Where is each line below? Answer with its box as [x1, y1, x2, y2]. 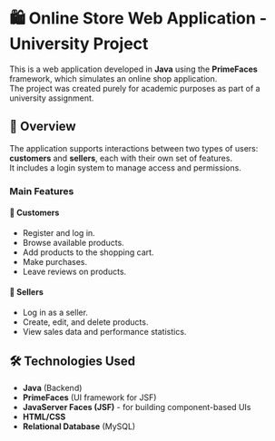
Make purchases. [22, 256, 88, 267]
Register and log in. [22, 227, 95, 238]
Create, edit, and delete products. [22, 317, 149, 328]
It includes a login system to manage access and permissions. [9, 162, 242, 173]
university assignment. [9, 93, 94, 103]
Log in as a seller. [22, 307, 89, 318]
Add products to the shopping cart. [22, 247, 154, 258]
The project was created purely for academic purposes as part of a [9, 83, 260, 93]
